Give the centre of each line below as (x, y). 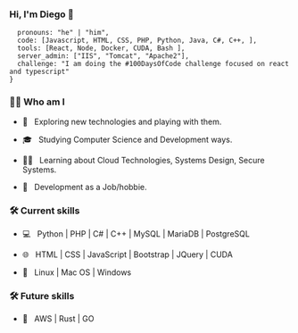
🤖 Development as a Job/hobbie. (84, 187)
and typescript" (39, 72)
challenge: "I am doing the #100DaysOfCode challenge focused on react (153, 64)
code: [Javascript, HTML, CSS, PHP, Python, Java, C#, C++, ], (137, 41)
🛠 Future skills (42, 296)
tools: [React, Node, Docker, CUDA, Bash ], (101, 48)
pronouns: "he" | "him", (63, 33)
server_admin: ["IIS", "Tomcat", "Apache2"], (103, 56)
